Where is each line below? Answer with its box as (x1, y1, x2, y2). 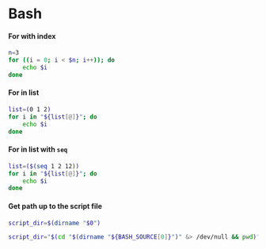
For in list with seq (8, 145, 68, 154)
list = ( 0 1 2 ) (8, 106, 51, 114)
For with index (8, 31, 56, 40)
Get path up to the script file (8, 201, 103, 210)
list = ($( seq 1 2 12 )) (8, 162, 80, 170)
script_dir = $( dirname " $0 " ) (8, 219, 101, 227)
